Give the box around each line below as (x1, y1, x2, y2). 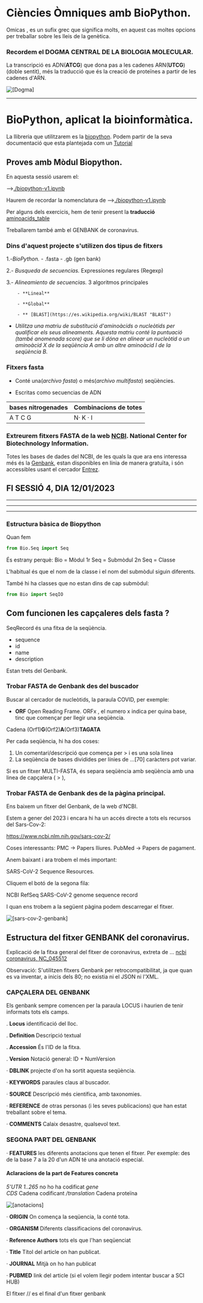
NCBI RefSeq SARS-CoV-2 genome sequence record (6, 891, 138, 899)
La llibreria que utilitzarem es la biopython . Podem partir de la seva (6, 133, 172, 141)
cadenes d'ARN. (6, 75, 47, 82)
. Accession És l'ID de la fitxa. (6, 1044, 82, 1051)
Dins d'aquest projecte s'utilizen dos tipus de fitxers (6, 241, 163, 250)
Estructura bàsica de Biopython (6, 520, 101, 528)
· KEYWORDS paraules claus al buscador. (6, 1079, 111, 1086)
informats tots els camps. (6, 1009, 69, 1016)
